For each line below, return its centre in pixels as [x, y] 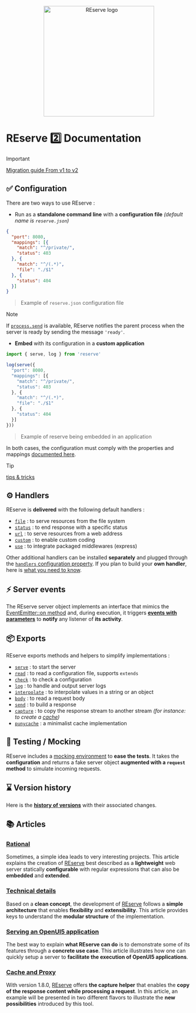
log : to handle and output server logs [60, 686]
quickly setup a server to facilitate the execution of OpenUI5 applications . [97, 957]
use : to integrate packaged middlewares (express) [76, 546]
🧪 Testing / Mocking [44, 742]
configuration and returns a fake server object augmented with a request [96, 762]
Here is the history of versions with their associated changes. [82, 805]
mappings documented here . [41, 454]
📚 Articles [26, 825]
